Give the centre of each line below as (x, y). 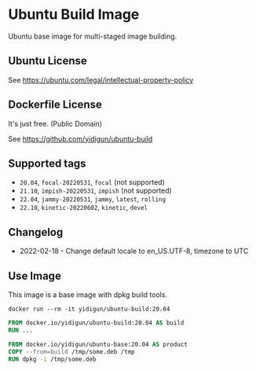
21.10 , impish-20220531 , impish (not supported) (96, 191)
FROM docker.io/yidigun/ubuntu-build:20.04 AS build (96, 323)
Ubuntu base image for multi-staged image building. (93, 36)
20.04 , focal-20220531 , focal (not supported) (92, 182)
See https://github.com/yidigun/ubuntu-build (80, 138)
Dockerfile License (55, 105)
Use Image (35, 275)
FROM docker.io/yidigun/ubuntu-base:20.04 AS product (98, 344)
